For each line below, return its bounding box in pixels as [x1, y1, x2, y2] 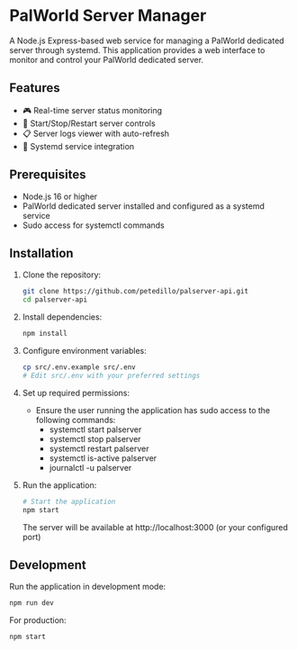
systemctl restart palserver [49, 443, 149, 454]
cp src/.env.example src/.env [22, 363, 137, 372]
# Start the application [22, 497, 116, 506]
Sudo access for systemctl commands [22, 220, 165, 230]
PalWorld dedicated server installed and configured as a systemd [22, 200, 265, 212]
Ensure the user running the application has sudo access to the [35, 404, 271, 415]
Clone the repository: [22, 269, 102, 280]
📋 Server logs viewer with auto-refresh [22, 128, 169, 139]
